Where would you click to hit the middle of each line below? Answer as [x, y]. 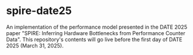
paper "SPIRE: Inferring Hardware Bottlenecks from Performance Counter [96, 33]
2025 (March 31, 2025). [35, 46]
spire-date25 [39, 11]
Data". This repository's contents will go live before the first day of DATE [94, 39]
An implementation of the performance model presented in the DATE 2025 [97, 27]
